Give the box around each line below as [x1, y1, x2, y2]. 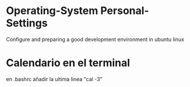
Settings [6, 16, 48, 30]
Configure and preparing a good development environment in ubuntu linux [6, 36, 185, 43]
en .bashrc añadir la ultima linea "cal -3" [6, 75, 103, 82]
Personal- [100, 4, 150, 18]
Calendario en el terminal [6, 57, 130, 69]
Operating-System [6, 4, 98, 18]
